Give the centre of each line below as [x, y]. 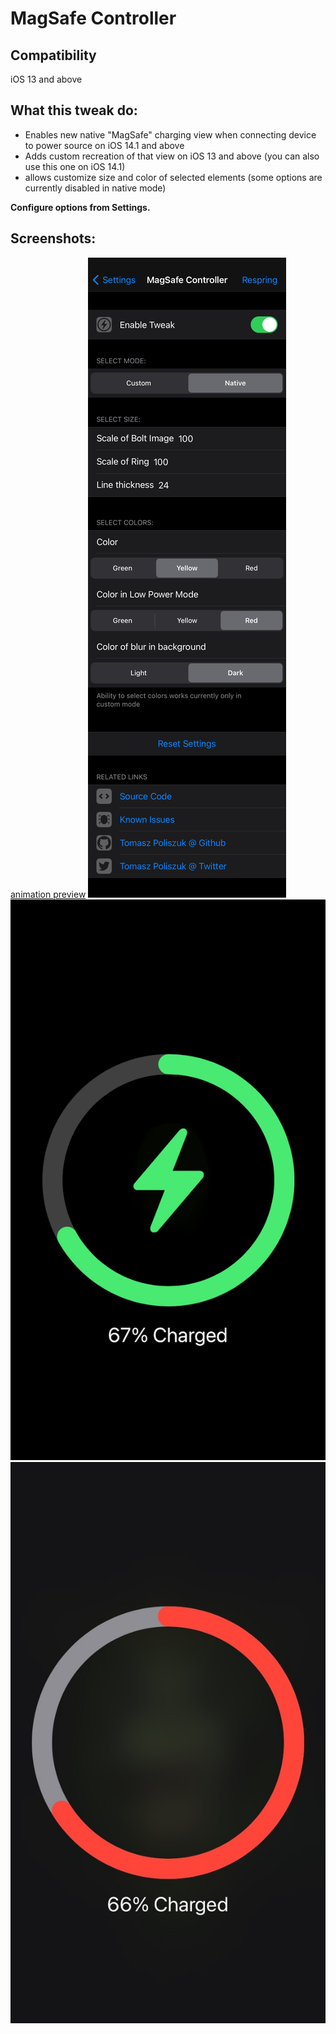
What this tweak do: [74, 110]
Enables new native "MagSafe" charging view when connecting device [170, 134]
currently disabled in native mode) [95, 188]
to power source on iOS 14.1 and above [104, 145]
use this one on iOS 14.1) [75, 166]
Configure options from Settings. [80, 207]
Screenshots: [53, 238]
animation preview [48, 894]
